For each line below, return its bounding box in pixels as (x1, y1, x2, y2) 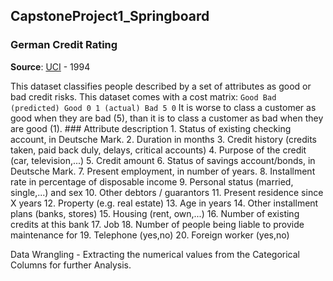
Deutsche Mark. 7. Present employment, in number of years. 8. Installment (10, 165, 316, 177)
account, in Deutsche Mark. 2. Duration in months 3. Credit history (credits (10, 133, 318, 145)
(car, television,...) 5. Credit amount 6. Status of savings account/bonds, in (10, 154, 316, 166)
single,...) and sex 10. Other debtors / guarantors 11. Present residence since (10, 186, 324, 198)
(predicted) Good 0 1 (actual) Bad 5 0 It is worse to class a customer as (10, 101, 317, 113)
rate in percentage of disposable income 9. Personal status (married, (10, 175, 294, 188)
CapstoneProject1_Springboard (10, 8, 210, 25)
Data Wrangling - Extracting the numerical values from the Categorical (10, 248, 300, 260)
